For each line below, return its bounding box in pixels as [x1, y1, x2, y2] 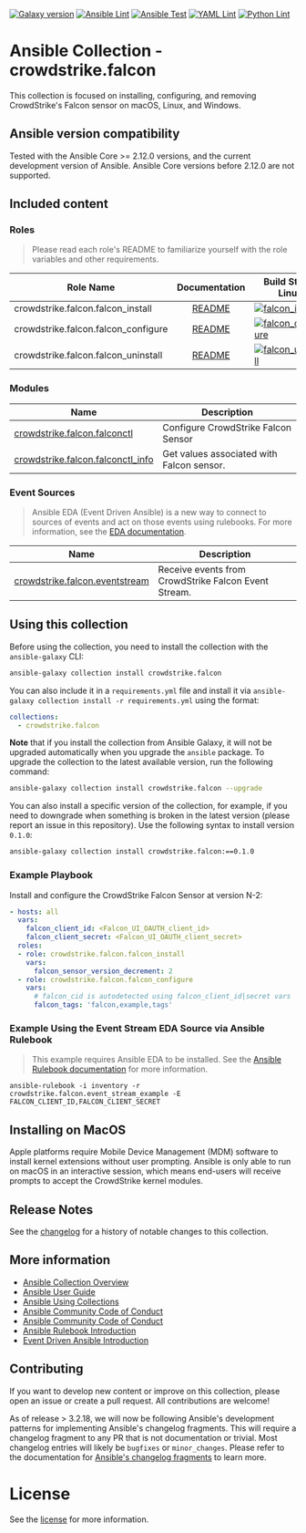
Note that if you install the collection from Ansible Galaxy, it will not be [9, 737, 273, 748]
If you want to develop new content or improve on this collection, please [9, 1385, 280, 1396]
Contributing [9, 1362, 84, 1377]
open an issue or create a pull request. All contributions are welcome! [9, 1395, 270, 1406]
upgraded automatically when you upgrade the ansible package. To [9, 747, 265, 758]
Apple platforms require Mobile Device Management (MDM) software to [9, 1146, 279, 1157]
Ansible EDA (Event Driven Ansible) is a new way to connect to [31, 507, 267, 518]
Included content [9, 196, 109, 212]
